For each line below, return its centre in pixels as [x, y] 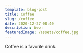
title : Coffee [20, 14]
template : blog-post [26, 10]
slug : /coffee [20, 19]
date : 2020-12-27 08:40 [30, 23]
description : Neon [24, 28]
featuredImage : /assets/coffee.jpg [42, 32]
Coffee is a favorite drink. [31, 46]
